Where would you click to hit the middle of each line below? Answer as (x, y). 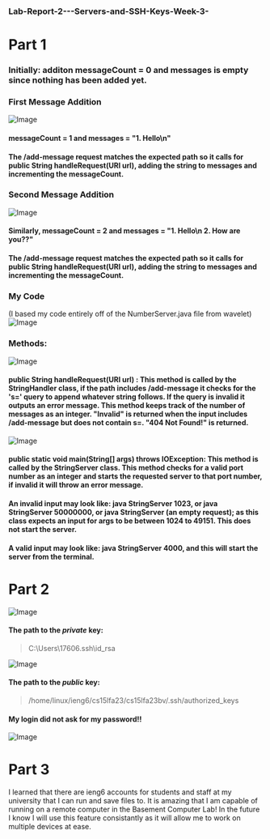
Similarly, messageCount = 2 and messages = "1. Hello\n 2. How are (124, 231)
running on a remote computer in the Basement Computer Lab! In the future (134, 809)
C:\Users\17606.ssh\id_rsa (72, 648)
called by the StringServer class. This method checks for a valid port (126, 468)
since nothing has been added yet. (78, 80)
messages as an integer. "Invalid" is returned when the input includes (128, 414)
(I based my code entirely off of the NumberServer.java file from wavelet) (130, 314)
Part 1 (27, 45)
